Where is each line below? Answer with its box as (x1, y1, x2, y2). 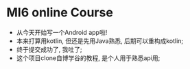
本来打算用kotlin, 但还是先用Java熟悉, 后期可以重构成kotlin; (16, 36, 184, 45)
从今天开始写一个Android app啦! (16, 28, 108, 36)
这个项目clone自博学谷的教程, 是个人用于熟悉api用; (16, 53, 161, 62)
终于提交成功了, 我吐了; (16, 45, 82, 53)
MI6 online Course (6, 5, 114, 20)
